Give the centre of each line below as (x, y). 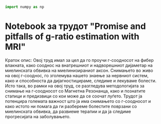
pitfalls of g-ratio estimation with (72, 37)
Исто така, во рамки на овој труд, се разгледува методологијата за (75, 86)
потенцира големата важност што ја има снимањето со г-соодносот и (78, 101)
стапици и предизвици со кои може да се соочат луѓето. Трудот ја (74, 96)
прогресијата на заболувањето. (38, 116)
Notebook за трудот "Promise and (75, 26)
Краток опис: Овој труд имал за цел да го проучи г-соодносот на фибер (79, 60)
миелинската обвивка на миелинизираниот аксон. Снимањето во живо (79, 70)
